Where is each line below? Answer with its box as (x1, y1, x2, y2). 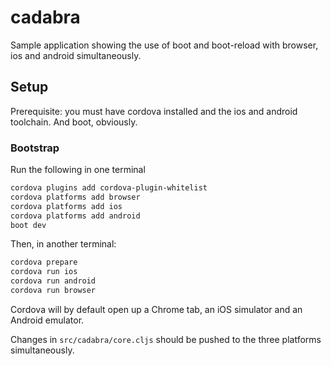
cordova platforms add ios (10, 201, 123, 211)
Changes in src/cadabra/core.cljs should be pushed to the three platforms (10, 333, 322, 345)
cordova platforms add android (10, 211, 141, 221)
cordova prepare (10, 257, 78, 268)
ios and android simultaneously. (10, 49, 142, 61)
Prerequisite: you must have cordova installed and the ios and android (10, 105, 298, 117)
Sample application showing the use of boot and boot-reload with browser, (10, 39, 319, 51)
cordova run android (10, 276, 97, 286)
